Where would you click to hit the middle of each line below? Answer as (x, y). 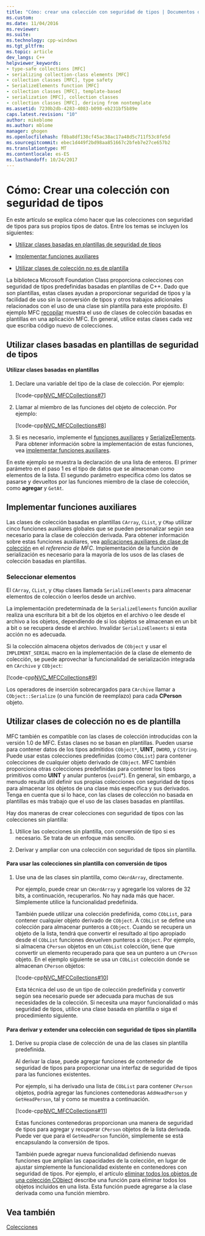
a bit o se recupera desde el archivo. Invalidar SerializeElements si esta (97, 628)
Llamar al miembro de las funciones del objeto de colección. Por (96, 407)
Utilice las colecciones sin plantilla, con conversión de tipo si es (95, 831)
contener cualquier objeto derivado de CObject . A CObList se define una (105, 921)
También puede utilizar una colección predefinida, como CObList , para (103, 914)
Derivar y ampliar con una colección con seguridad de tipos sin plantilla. (106, 849)
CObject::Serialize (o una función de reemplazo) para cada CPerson (94, 696)
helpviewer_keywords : (34, 63)
